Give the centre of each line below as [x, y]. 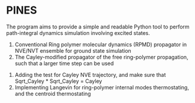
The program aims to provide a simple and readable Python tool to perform [98, 27]
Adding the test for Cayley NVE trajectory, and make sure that [90, 75]
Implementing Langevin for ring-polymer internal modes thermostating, [102, 87]
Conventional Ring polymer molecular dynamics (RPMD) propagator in [101, 44]
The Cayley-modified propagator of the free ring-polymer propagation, [101, 57]
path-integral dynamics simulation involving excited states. [78, 33]
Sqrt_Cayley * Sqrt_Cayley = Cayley [58, 81]
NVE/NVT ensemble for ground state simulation [73, 50]
